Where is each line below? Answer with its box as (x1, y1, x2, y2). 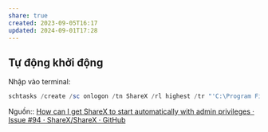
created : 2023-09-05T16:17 (8, 19, 98, 27)
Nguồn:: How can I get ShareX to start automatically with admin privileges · (8, 107, 255, 116)
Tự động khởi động (8, 56, 104, 69)
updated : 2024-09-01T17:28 (8, 26, 98, 34)
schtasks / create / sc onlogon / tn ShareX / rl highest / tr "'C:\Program (8, 92, 251, 100)
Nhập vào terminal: (8, 77, 71, 87)
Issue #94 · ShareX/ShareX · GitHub (8, 115, 126, 125)
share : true (8, 11, 48, 20)
